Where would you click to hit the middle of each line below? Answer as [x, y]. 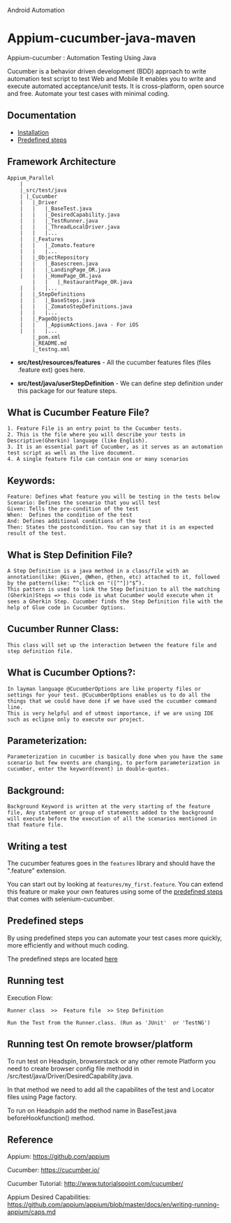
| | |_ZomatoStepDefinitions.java [76, 306]
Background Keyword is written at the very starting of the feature [109, 807]
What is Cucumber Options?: [72, 673]
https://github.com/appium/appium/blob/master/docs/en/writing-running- [113, 1205]
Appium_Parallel [31, 178]
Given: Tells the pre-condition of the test [73, 509]
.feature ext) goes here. [51, 369]
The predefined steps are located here [62, 959]
